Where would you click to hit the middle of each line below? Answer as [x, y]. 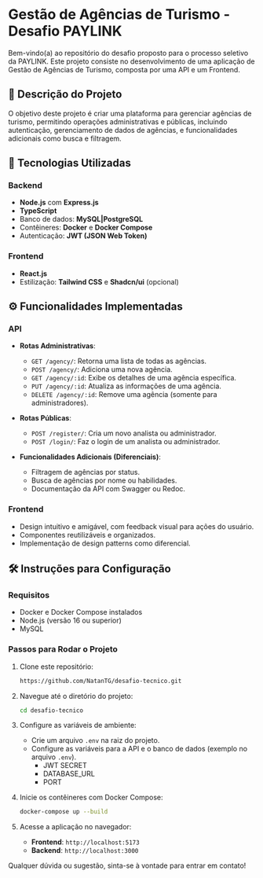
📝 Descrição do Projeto [65, 95]
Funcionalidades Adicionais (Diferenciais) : [90, 457]
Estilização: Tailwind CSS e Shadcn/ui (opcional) [99, 281]
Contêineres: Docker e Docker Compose [86, 228]
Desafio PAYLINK [65, 31]
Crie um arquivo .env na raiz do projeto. [95, 740]
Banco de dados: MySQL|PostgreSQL [81, 219]
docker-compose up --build [64, 812]
